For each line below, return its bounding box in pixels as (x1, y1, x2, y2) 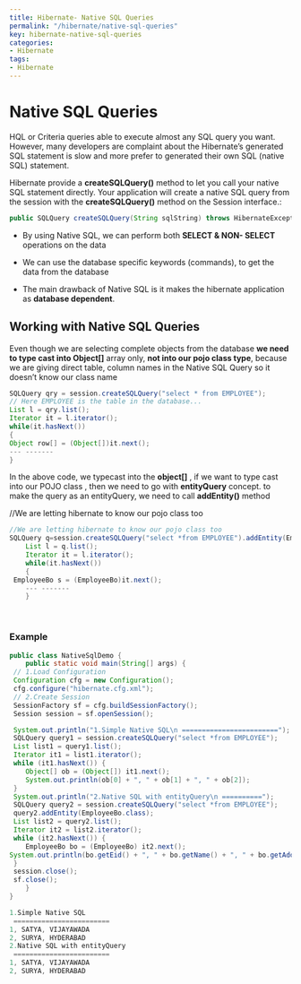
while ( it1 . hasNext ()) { (13, 759, 106, 768)
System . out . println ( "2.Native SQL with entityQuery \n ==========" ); (13, 792, 275, 801)
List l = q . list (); (25, 542, 99, 551)
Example (9, 631, 48, 643)
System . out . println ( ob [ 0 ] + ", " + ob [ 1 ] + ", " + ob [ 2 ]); (25, 775, 251, 784)
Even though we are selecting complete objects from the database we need (9, 342, 289, 354)
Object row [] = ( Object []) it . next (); (9, 438, 150, 448)
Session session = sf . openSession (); (13, 709, 154, 718)
